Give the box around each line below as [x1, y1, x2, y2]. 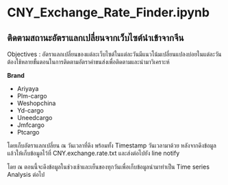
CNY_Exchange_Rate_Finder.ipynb [7, 5, 210, 20]
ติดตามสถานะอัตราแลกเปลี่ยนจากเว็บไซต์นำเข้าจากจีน [7, 32, 184, 44]
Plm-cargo [16, 92, 47, 100]
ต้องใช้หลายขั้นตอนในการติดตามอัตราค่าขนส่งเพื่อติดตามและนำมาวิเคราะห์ [7, 58, 170, 66]
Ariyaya [16, 85, 39, 93]
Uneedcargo [16, 114, 53, 122]
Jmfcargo [16, 121, 45, 129]
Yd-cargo [16, 106, 45, 114]
